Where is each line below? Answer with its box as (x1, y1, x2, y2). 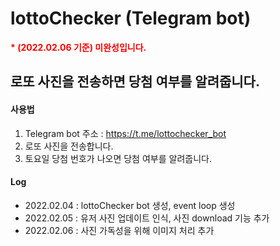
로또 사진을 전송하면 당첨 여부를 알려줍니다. (10, 73, 260, 91)
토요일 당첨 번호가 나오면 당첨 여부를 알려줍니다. (24, 152, 212, 164)
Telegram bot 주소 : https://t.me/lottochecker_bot (24, 127, 227, 139)
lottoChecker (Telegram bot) (10, 7, 252, 30)
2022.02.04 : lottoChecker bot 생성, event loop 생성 (24, 199, 236, 211)
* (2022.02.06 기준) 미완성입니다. (10, 41, 147, 53)
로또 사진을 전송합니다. (24, 140, 114, 152)
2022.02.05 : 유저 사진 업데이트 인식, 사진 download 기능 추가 (24, 212, 270, 224)
